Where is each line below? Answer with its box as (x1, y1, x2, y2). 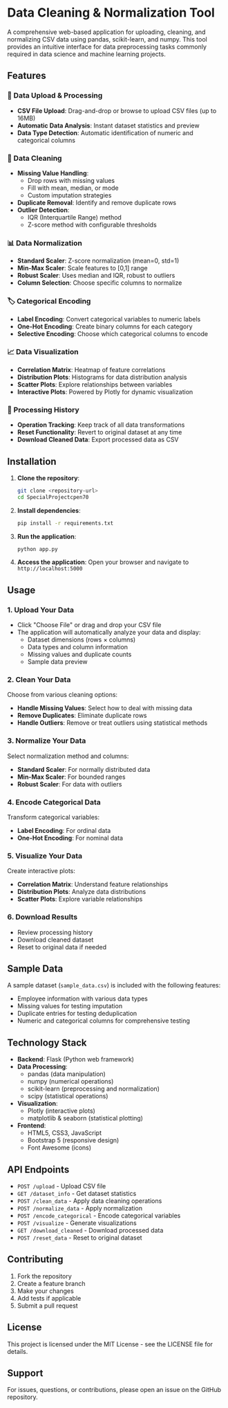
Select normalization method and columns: (7, 752, 129, 760)
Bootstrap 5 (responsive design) (27, 1136, 120, 1145)
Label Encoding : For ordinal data (17, 827, 111, 834)
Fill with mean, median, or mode (27, 184, 119, 192)
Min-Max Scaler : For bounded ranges (17, 773, 126, 781)
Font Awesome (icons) (27, 1143, 92, 1152)
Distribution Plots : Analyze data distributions (17, 888, 146, 896)
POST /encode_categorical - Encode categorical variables (17, 1211, 181, 1220)
